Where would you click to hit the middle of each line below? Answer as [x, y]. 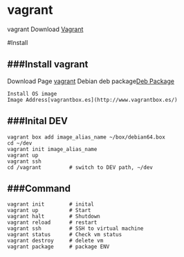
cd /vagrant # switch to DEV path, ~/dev [80, 167]
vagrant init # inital [51, 204]
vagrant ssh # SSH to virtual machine [75, 229]
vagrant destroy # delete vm [55, 241]
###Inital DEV [37, 121]
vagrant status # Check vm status [65, 235]
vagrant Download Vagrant [45, 29]
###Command [39, 188]
